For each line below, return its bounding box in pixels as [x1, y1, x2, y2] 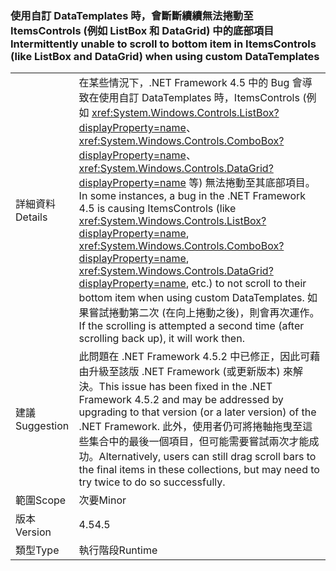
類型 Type [15, 543, 60, 557]
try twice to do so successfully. [78, 475, 226, 489]
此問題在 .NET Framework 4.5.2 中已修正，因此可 [78, 350, 311, 364]
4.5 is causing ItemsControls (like [78, 202, 237, 216]
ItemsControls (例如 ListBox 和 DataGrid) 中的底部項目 [10, 23, 275, 37]
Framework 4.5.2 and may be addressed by [78, 393, 284, 407]
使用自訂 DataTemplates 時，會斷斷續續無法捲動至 [10, 8, 254, 22]
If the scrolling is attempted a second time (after [78, 319, 305, 333]
